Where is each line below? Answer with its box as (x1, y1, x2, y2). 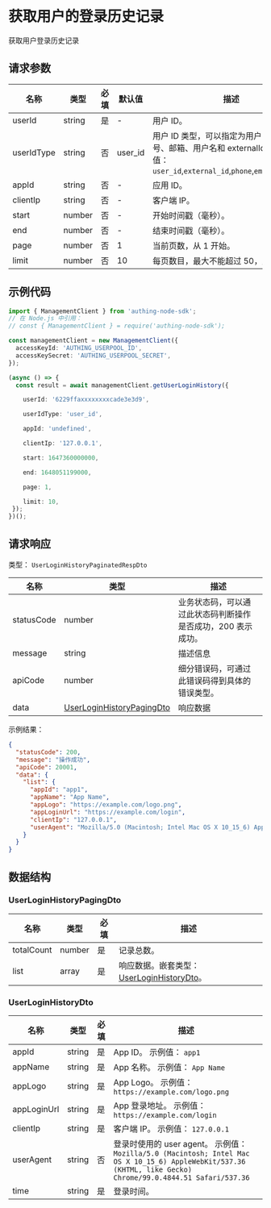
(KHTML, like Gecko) (113, 1165, 192, 1174)
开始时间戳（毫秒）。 (152, 210, 230, 221)
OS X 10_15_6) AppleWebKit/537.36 (113, 1157, 246, 1166)
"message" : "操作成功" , (15, 756, 91, 764)
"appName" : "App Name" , (29, 794, 110, 802)
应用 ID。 (152, 179, 188, 190)
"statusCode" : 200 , (15, 748, 81, 756)
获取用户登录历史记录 (8, 35, 79, 45)
